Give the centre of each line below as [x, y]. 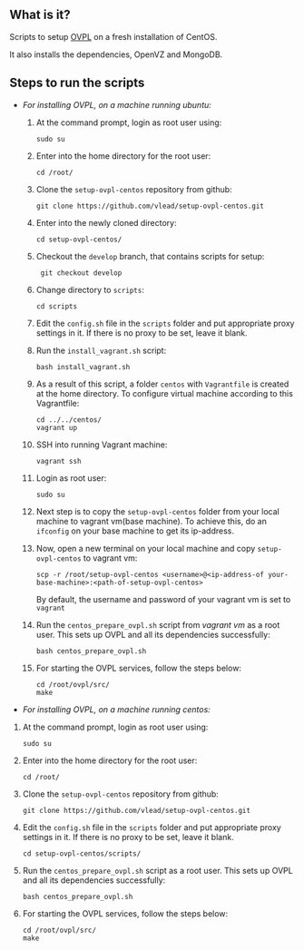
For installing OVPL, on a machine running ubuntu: [117, 104]
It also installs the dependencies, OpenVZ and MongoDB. [116, 54]
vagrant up [57, 427]
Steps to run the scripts [77, 83]
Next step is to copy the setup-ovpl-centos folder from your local [157, 511]
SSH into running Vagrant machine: [102, 445]
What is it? [40, 15]
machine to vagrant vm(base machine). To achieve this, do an [152, 521]
